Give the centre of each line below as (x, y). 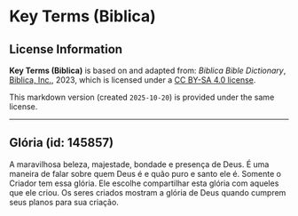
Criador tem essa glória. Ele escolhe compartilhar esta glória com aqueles (144, 183)
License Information (66, 49)
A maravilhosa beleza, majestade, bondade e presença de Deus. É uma (139, 164)
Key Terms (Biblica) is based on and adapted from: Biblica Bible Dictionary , (148, 70)
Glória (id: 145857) (61, 143)
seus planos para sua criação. (64, 202)
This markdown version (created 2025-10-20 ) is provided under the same (142, 97)
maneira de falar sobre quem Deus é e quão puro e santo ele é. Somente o (145, 173)
